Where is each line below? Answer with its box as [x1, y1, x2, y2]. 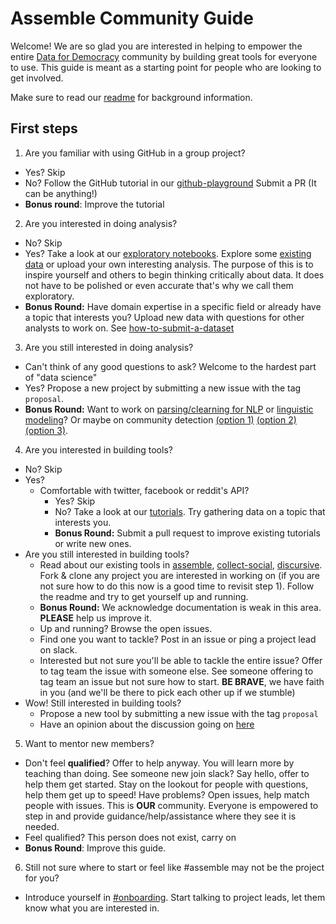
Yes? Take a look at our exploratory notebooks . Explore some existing [24, 247, 312, 259]
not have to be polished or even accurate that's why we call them [24, 279, 294, 291]
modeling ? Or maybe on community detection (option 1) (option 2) [24, 413, 297, 426]
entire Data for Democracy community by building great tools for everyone [10, 50, 318, 62]
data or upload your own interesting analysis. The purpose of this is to [24, 258, 314, 270]
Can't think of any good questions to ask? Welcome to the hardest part [24, 360, 317, 372]
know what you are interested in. [24, 902, 160, 914]
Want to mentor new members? [24, 737, 155, 749]
